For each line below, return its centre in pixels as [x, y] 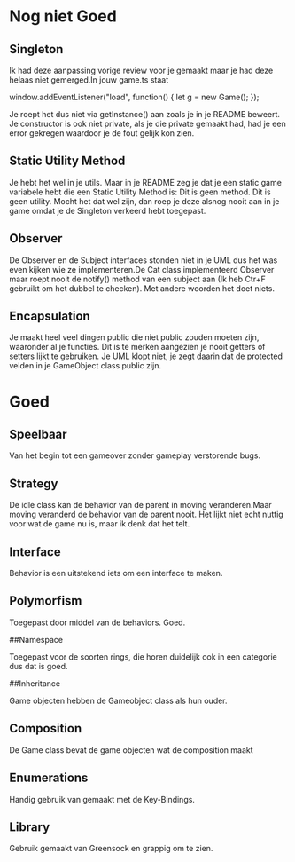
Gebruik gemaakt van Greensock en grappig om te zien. [111, 849]
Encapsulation [50, 316]
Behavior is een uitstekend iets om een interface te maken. [116, 573]
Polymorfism [46, 601]
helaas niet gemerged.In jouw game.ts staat [89, 80]
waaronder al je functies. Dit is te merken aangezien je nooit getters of [137, 347]
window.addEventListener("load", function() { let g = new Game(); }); [134, 97]
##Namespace [36, 639]
